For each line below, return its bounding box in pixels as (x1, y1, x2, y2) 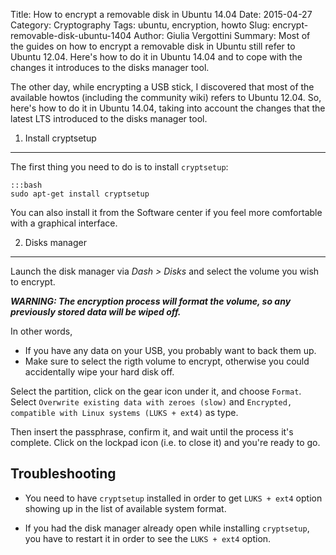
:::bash (10, 180, 43, 190)
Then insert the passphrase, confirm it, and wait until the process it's (10, 426, 294, 438)
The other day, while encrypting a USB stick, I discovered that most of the (10, 81, 315, 93)
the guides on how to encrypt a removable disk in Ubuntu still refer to (10, 40, 296, 52)
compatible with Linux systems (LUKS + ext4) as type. (10, 407, 239, 418)
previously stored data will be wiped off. (10, 306, 182, 318)
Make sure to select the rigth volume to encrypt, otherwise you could (24, 355, 310, 367)
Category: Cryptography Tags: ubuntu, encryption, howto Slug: (10, 19, 271, 31)
